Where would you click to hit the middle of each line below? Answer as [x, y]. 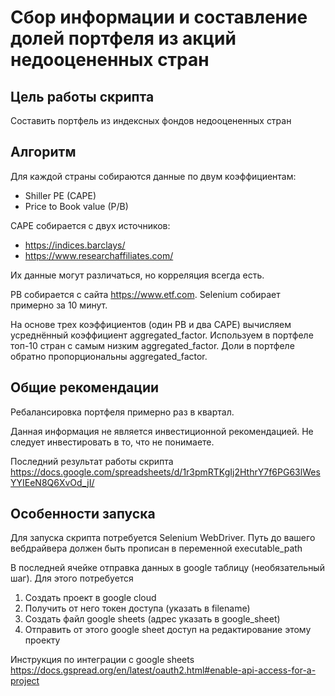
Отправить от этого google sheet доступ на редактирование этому [168, 630]
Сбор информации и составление [159, 17]
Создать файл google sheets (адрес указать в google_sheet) [152, 619]
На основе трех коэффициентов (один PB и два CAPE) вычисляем [151, 324]
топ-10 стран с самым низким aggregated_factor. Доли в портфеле [152, 345]
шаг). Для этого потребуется [72, 578]
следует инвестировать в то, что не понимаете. [112, 442]
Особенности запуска [83, 514]
